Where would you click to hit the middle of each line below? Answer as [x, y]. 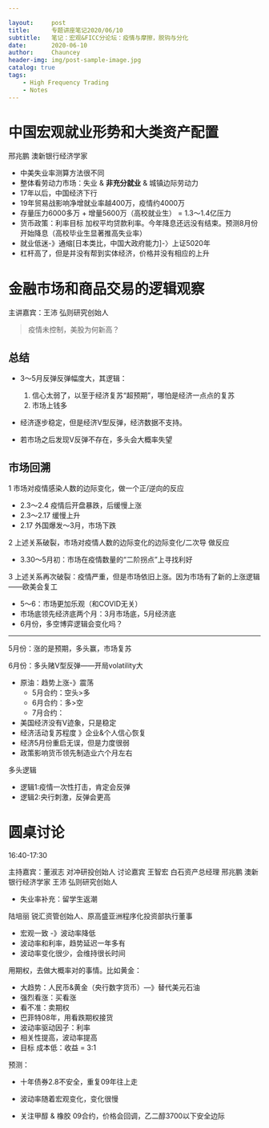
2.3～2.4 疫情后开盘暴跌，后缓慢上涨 [81, 505]
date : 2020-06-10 [48, 45]
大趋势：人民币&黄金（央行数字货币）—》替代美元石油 [110, 987]
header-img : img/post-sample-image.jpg [75, 60]
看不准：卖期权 [44, 1007]
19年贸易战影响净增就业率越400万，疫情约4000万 [102, 203]
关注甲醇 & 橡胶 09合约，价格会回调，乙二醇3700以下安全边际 [122, 1116]
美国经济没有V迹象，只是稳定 [68, 723]
